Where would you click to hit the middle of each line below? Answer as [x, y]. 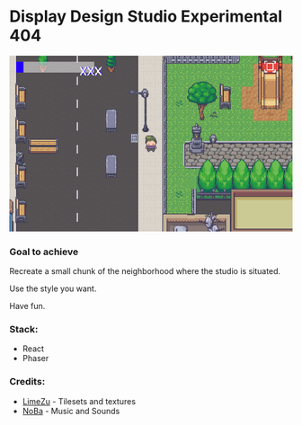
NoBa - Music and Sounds [71, 411]
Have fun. [27, 305]
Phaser [36, 359]
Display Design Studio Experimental [146, 17]
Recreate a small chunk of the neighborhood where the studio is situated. [145, 270]
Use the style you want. [53, 288]
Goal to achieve [44, 252]
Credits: [27, 382]
